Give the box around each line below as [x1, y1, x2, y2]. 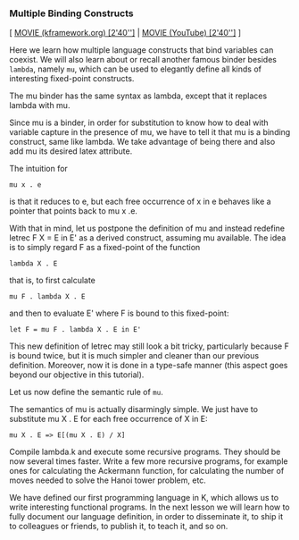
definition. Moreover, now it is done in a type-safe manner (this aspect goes [9, 360, 288, 371]
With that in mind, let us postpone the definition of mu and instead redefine [9, 223, 286, 234]
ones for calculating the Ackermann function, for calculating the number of [9, 466, 285, 477]
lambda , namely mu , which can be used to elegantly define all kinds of [9, 63, 262, 74]
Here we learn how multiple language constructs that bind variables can [9, 45, 274, 55]
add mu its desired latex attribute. [9, 146, 133, 156]
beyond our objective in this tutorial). [9, 369, 145, 380]
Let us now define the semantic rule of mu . [9, 387, 163, 398]
